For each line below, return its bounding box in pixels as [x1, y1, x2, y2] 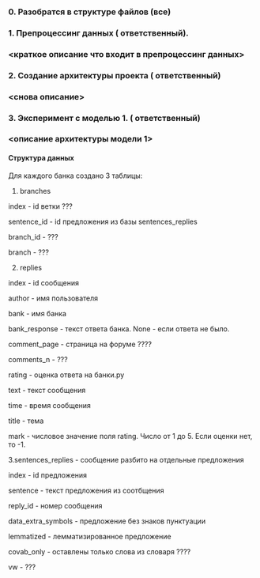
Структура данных [8, 153, 75, 163]
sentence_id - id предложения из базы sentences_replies [8, 217, 198, 226]
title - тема [8, 416, 44, 425]
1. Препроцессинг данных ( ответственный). [8, 27, 190, 38]
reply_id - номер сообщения [8, 501, 103, 510]
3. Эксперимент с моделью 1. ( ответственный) [8, 112, 201, 123]
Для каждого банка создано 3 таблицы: [8, 171, 143, 180]
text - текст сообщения [8, 385, 86, 395]
